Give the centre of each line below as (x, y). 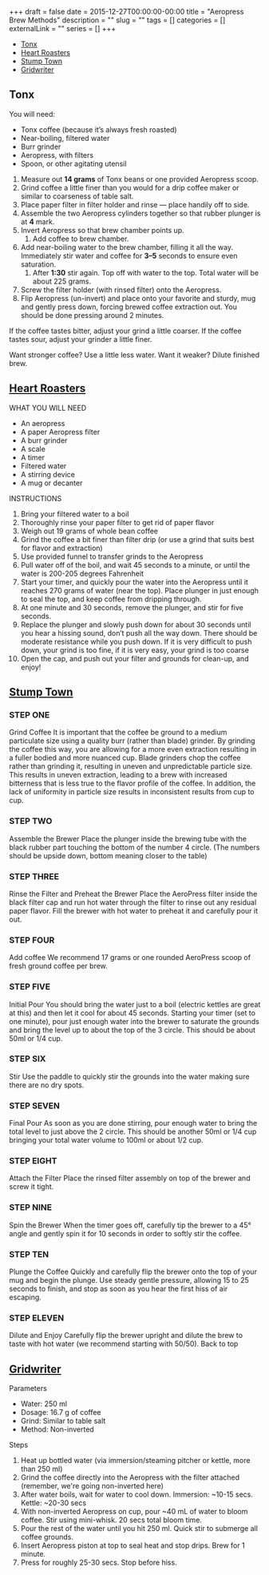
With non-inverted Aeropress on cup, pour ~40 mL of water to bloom (134, 1512)
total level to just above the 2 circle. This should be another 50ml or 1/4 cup (133, 1131)
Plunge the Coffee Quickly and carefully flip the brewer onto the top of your (133, 1272)
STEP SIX (28, 1059)
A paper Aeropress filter (60, 432)
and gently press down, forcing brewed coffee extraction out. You (129, 307)
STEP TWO (31, 822)
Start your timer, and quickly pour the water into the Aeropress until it (134, 582)
